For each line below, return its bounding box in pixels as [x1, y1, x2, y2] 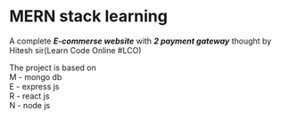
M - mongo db [9, 71, 62, 82]
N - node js [9, 99, 51, 110]
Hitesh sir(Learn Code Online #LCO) [9, 44, 142, 55]
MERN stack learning [9, 6, 168, 27]
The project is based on [9, 62, 96, 73]
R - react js [9, 91, 50, 101]
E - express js [9, 81, 60, 91]
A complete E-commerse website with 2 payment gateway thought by [9, 36, 272, 46]
